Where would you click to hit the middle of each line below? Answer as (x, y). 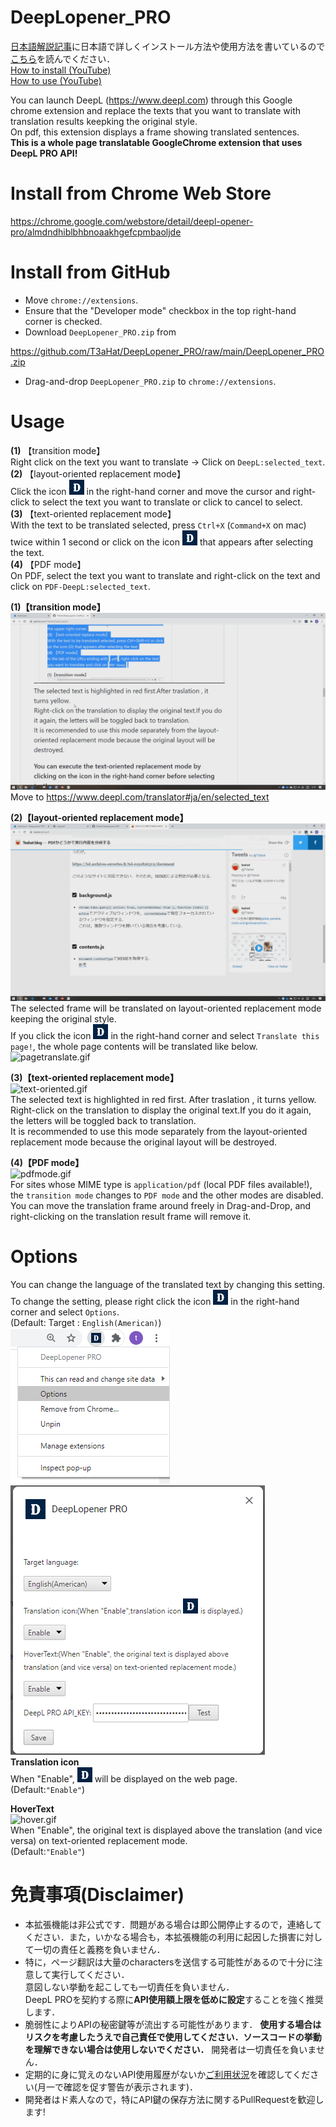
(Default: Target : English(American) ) (86, 1322)
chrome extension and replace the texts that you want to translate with (155, 110)
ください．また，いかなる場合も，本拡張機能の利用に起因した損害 (160, 1937)
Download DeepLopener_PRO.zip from (100, 332)
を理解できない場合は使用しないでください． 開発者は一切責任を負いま (170, 2049)
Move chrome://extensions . (81, 300)
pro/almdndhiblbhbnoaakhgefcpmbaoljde (96, 232)
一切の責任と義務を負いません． (99, 1949)
